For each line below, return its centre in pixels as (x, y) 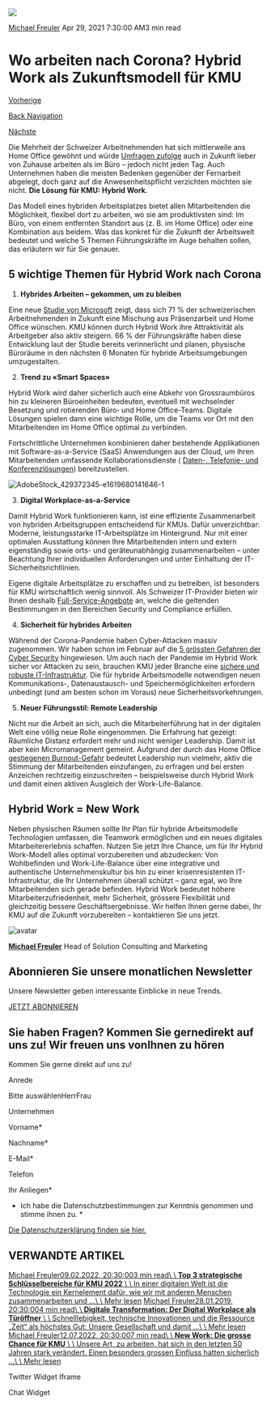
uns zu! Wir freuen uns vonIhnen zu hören (116, 1045)
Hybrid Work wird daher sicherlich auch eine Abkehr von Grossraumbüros (131, 392)
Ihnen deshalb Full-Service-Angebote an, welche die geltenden (114, 600)
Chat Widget (29, 1392)
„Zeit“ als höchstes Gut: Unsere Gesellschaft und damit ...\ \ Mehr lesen (127, 1326)
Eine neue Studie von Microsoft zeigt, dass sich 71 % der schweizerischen (132, 310)
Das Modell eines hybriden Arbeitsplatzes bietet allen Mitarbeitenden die (129, 206)
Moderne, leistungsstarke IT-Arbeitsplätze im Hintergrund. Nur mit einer (128, 533)
